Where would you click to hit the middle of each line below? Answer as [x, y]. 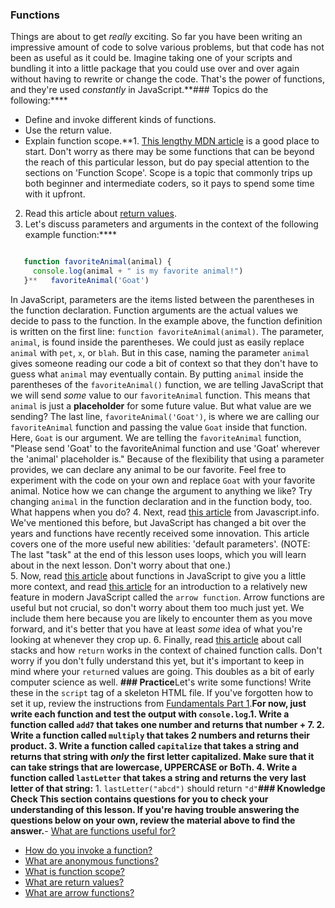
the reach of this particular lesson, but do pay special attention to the [167, 162]
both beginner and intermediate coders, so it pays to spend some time [169, 184]
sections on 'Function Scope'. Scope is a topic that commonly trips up [168, 173]
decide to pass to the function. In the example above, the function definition [166, 320]
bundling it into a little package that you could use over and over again [155, 69]
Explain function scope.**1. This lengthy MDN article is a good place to [172, 141]
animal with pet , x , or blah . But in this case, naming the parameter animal [160, 352]
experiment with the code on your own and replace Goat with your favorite [163, 480]
